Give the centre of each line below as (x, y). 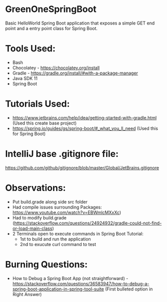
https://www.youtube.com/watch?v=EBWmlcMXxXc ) (67, 212)
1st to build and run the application (55, 239)
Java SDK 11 (25, 78)
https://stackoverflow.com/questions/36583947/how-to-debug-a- (81, 283)
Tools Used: (30, 49)
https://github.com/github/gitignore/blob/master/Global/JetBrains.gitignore (82, 167)
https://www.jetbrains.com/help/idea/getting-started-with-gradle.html (84, 117)
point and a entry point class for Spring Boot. (51, 28)
